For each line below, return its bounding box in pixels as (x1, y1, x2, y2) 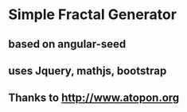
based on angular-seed (8, 37, 127, 51)
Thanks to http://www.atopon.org (8, 91, 180, 105)
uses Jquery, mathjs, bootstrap (8, 64, 167, 77)
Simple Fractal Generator (8, 6, 177, 24)
